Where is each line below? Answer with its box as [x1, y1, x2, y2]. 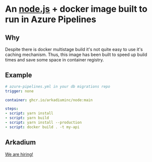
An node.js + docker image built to [5, 3, 148, 15]
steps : [5, 107, 19, 111]
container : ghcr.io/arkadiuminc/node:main [5, 97, 93, 103]
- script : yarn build [5, 115, 49, 121]
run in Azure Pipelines [5, 14, 96, 25]
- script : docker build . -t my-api [5, 124, 80, 130]
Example [5, 71, 32, 80]
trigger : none [5, 88, 34, 94]
